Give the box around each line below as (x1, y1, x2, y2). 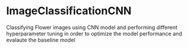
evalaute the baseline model (6, 36, 76, 43)
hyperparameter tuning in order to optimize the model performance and (6, 30, 183, 37)
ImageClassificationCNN (6, 4, 132, 18)
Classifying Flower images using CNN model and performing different (6, 24, 178, 31)
